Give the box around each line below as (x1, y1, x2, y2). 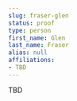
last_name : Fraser (8, 41, 69, 49)
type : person (8, 26, 52, 34)
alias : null (8, 49, 48, 56)
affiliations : (8, 56, 56, 64)
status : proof (8, 19, 56, 27)
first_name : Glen (8, 33, 66, 42)
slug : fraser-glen (8, 11, 69, 20)
